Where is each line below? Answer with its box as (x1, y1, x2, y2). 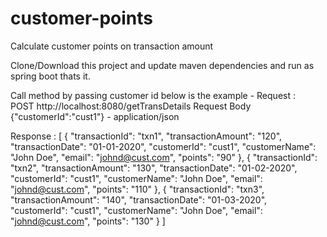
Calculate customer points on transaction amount (10, 40, 214, 52)
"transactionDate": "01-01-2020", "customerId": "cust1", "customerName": (10, 140, 317, 152)
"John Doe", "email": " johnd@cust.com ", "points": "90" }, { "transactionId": (10, 151, 318, 163)
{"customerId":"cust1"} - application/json (10, 110, 180, 122)
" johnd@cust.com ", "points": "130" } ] (10, 215, 166, 227)
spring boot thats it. (10, 70, 91, 82)
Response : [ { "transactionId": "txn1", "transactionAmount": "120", (10, 130, 283, 142)
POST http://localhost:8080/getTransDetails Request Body (10, 100, 252, 112)
